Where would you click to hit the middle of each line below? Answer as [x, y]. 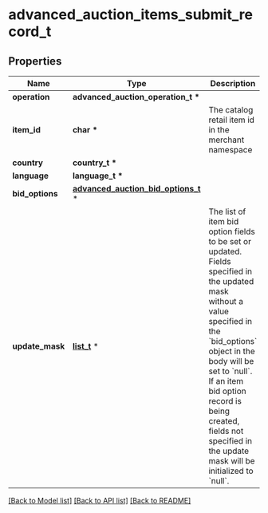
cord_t [30, 32]
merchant [227, 140]
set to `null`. [231, 371]
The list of [227, 211]
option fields [232, 231]
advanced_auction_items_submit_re [131, 15]
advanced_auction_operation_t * [136, 97]
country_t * [95, 163]
